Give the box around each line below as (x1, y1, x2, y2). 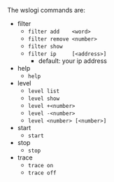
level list (27, 87, 60, 94)
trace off (27, 169, 57, 176)
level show (27, 95, 60, 102)
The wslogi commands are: (7, 6, 86, 14)
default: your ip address (38, 57, 107, 65)
